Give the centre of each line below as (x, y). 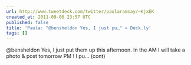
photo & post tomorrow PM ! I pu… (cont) (56, 56)
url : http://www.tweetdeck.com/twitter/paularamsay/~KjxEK (80, 11)
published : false (27, 22)
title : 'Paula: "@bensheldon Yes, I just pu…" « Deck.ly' (79, 28)
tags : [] (17, 33)
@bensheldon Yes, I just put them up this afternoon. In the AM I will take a (96, 50)
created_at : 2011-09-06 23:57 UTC (49, 17)
